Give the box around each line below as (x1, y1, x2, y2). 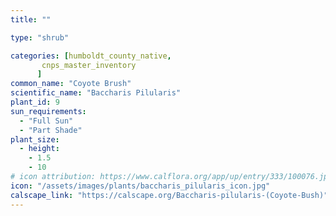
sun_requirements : (10, 106, 87, 116)
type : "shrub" (10, 32, 70, 43)
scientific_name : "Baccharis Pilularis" (10, 88, 182, 98)
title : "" (10, 14, 52, 25)
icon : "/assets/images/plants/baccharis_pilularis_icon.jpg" (10, 181, 271, 191)
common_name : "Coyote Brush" (10, 79, 132, 89)
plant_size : (10, 134, 60, 145)
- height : (19, 144, 60, 154)
